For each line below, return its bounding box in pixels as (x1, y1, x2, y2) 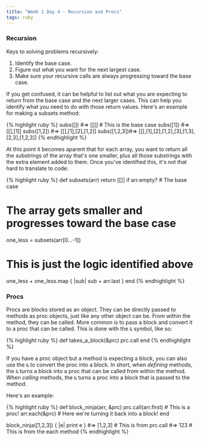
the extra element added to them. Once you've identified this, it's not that (6, 158, 187, 165)
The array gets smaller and (6, 204, 143, 217)
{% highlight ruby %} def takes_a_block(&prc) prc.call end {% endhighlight (6, 336, 191, 344)
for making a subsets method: (6, 109, 80, 117)
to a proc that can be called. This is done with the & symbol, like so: (6, 325, 172, 332)
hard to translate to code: (6, 165, 69, 172)
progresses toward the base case (6, 216, 176, 230)
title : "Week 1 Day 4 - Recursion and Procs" (6, 8, 122, 15)
